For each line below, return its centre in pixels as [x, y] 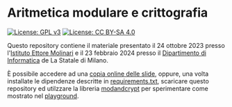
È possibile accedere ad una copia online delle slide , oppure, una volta [108, 74]
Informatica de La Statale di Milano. [58, 60]
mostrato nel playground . [43, 96]
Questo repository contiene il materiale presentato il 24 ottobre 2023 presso [116, 45]
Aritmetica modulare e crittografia [108, 13]
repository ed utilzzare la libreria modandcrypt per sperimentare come [108, 88]
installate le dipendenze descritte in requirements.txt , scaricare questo [108, 81]
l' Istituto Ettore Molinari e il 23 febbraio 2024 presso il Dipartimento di [107, 53]
